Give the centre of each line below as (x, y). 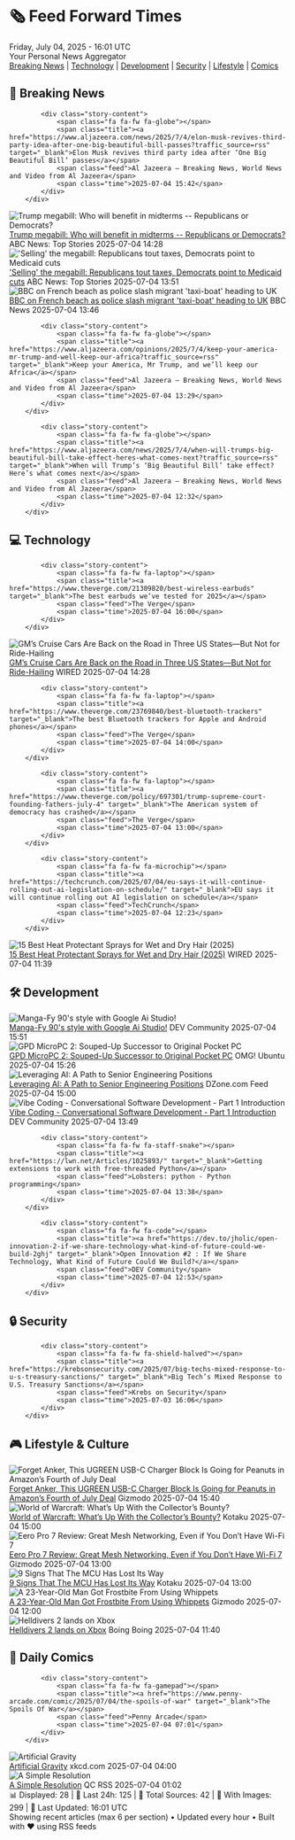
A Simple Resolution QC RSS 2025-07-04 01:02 (96, 1784)
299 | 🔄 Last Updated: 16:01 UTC (68, 1807)
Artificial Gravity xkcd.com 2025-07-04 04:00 (93, 1766)
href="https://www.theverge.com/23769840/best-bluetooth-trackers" (136, 711)
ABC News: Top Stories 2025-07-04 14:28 (86, 244)
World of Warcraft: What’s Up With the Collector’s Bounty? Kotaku (129, 1517)
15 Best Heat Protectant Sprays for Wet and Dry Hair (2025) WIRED (131, 954)
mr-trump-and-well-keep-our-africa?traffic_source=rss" (114, 357)
